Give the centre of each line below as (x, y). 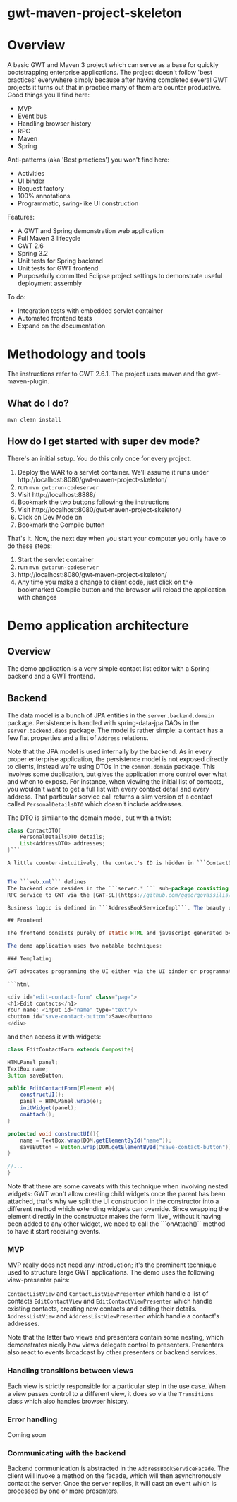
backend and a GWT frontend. (51, 676)
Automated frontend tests (55, 318)
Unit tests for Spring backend (60, 261)
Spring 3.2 (32, 254)
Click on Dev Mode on (50, 517)
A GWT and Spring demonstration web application (91, 231)
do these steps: (30, 546)
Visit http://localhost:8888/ (56, 494)
